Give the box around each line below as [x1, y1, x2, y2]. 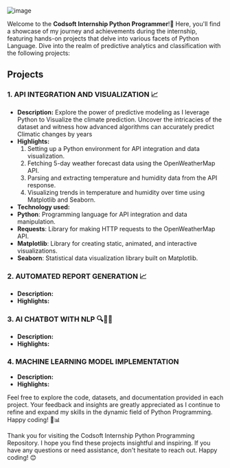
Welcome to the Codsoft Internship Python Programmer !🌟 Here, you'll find [7, 20, 221, 27]
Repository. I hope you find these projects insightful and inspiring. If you [7, 438, 211, 447]
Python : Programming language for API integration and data [16, 210, 187, 218]
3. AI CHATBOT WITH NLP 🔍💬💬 [7, 314, 113, 324]
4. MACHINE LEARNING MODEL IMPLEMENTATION [7, 357, 179, 366]
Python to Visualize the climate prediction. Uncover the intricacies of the [16, 115, 222, 124]
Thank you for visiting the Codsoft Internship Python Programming [7, 431, 195, 439]
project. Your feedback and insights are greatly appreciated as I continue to [7, 400, 221, 408]
